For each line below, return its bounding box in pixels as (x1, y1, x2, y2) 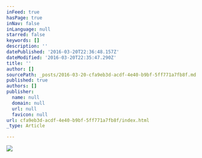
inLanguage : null (6, 26, 51, 32)
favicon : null (12, 111, 48, 118)
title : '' (6, 60, 32, 66)
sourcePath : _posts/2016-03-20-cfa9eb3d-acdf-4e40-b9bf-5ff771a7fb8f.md (6, 72, 196, 78)
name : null (12, 94, 40, 100)
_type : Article (6, 123, 45, 129)
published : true (6, 77, 48, 83)
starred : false (6, 32, 45, 38)
